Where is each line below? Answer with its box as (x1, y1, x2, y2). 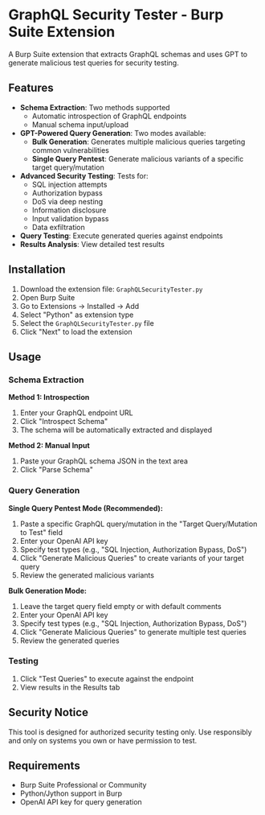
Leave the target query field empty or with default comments (19, 601, 222, 611)
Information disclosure (31, 205, 107, 215)
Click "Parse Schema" (19, 465, 94, 475)
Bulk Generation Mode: (8, 586, 87, 595)
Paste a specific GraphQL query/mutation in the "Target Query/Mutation (19, 519, 258, 529)
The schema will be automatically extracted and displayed (19, 425, 213, 435)
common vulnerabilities (31, 145, 110, 154)
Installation (8, 263, 66, 277)
